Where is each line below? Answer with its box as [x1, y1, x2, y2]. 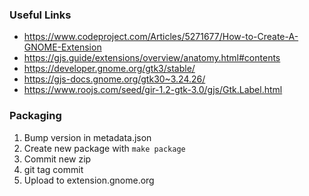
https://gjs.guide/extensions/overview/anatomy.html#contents [23, 52, 281, 64]
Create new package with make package [23, 142, 186, 154]
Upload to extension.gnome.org [23, 174, 155, 186]
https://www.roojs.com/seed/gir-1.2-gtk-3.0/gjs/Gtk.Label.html [23, 84, 283, 96]
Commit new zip [23, 153, 92, 165]
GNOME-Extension [23, 41, 102, 53]
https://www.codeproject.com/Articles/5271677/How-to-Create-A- [23, 31, 299, 43]
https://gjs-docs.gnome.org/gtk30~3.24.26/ [23, 73, 206, 85]
